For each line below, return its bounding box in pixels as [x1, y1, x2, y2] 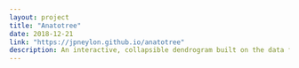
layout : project [9, 12, 69, 22]
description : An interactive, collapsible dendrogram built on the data [9, 46, 285, 55]
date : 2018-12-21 [9, 29, 74, 38]
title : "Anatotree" [9, 21, 82, 30]
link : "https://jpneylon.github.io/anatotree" [9, 37, 185, 47]
